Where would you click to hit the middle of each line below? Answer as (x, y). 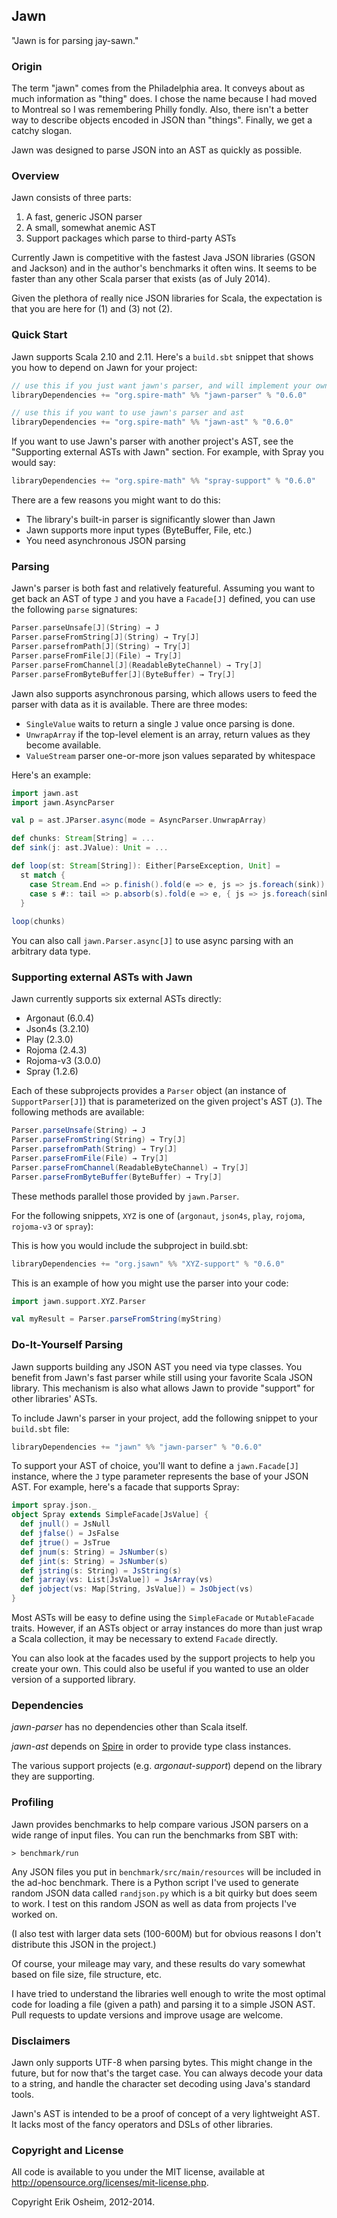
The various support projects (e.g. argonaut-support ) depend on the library (167, 1766)
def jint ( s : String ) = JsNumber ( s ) (94, 1561)
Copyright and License (67, 2150)
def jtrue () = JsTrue (65, 1542)
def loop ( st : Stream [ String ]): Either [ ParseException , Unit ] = (146, 866)
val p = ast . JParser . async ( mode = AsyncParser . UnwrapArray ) (139, 820)
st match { (43, 875)
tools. (23, 2094)
